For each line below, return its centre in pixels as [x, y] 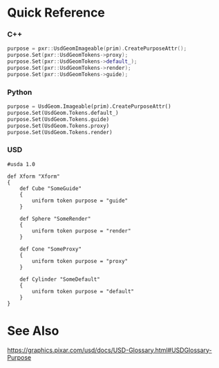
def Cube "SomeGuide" [50, 188]
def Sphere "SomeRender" [55, 219]
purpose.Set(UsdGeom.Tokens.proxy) [58, 126]
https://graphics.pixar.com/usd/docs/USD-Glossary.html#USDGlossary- [109, 350]
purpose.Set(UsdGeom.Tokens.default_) [63, 113]
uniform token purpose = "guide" [80, 201]
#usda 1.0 [21, 164]
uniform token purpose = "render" [82, 231]
